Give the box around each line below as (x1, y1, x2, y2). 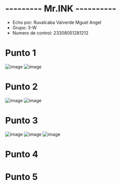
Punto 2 (5, 81, 38, 92)
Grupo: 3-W (12, 24, 37, 30)
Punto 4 (5, 148, 38, 160)
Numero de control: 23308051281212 (12, 30, 89, 36)
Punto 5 (5, 172, 38, 183)
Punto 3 (5, 115, 38, 126)
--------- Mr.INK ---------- (5, 3, 117, 14)
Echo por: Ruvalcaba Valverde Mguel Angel (12, 19, 102, 25)
